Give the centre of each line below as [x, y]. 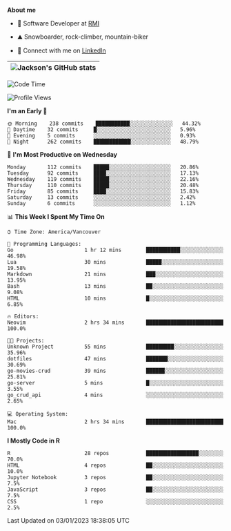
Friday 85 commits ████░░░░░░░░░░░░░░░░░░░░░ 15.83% [103, 191]
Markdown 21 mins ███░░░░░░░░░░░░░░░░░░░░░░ [115, 274]
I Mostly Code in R [34, 441]
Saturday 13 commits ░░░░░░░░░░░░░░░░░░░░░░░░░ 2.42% [101, 197]
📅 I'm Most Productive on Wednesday [62, 154]
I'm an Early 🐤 [27, 111]
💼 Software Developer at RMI [58, 23]
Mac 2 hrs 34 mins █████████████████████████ [115, 422]
